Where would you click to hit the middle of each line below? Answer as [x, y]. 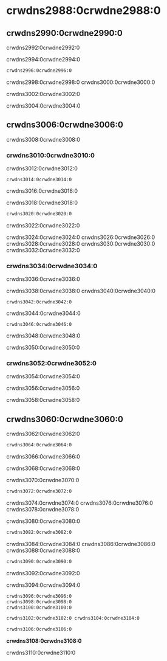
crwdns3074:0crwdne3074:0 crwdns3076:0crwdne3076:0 [80, 503]
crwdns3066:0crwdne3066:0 [43, 457]
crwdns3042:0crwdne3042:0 [39, 302]
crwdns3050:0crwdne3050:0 [43, 348]
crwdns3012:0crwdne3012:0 [42, 168]
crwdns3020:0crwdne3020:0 [39, 213]
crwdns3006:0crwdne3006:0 [65, 125]
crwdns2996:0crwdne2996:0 [39, 71]
